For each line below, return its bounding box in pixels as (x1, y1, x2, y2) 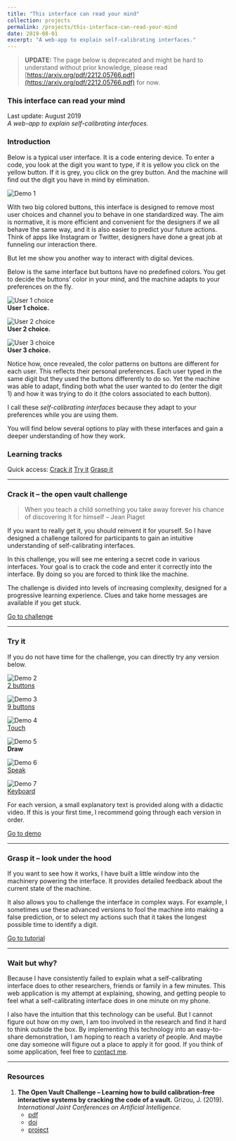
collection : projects (7, 17, 71, 24)
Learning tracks (7, 449, 63, 459)
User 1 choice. (7, 304, 50, 312)
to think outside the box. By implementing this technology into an (7, 1025, 195, 1034)
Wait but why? (7, 958, 58, 968)
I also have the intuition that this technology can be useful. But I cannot (7, 1010, 213, 1018)
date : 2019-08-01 (7, 30, 58, 37)
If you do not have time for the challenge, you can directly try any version (7, 652, 220, 661)
